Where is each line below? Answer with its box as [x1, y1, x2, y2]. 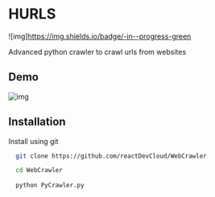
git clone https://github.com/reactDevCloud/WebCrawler [15, 152, 207, 160]
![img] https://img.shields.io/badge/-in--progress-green [8, 31, 192, 41]
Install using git [8, 136, 59, 146]
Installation [8, 115, 66, 129]
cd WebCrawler [15, 166, 63, 174]
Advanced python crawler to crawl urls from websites [8, 47, 187, 56]
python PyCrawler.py [15, 182, 85, 190]
